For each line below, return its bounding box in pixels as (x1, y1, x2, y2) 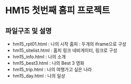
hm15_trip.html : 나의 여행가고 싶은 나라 (12, 67, 92, 72)
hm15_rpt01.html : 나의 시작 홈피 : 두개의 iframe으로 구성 (12, 41, 126, 47)
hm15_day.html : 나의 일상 (12, 73, 65, 79)
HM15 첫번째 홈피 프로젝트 (5, 5, 111, 16)
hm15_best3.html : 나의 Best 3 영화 (12, 60, 85, 66)
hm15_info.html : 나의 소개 (12, 54, 66, 60)
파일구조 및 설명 (5, 26, 52, 35)
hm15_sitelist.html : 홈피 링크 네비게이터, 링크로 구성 (12, 47, 117, 53)
